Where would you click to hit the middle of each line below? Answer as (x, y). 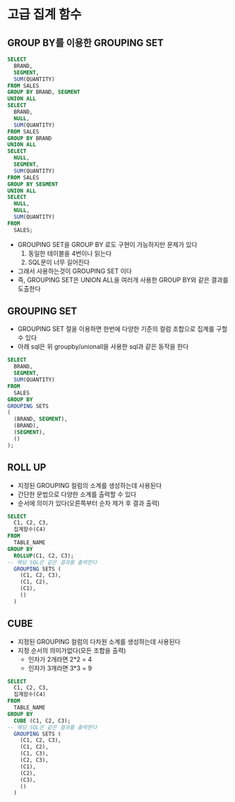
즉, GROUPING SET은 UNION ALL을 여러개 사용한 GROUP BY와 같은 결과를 (123, 280)
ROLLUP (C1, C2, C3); (44, 556)
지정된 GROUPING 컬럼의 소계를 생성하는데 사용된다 (90, 485)
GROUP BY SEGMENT (33, 184)
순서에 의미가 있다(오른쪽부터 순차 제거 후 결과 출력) (89, 503)
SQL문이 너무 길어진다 (59, 262)
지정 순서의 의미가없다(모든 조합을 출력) (72, 650)
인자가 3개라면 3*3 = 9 (60, 668)
